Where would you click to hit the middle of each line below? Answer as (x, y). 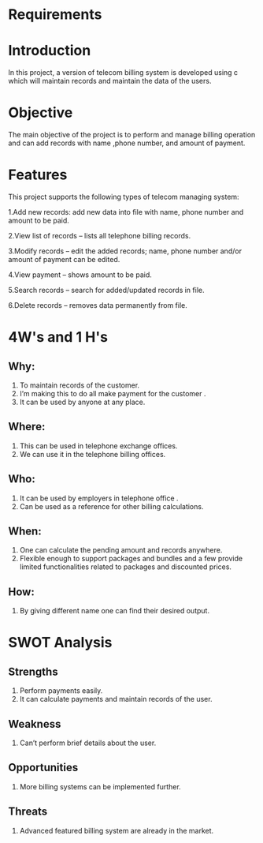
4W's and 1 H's (58, 337)
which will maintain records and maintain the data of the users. (110, 81)
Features (38, 175)
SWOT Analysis (60, 643)
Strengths (33, 671)
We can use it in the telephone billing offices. (93, 454)
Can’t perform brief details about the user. (88, 743)
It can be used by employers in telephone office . (99, 498)
